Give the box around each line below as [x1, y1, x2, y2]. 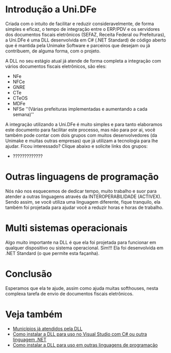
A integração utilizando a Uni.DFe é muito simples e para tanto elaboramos [5, 121, 162, 127]
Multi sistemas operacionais [5, 222, 128, 234]
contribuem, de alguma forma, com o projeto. [5, 48, 101, 54]
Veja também [5, 308, 63, 320]
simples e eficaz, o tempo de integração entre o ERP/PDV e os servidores [5, 26, 160, 32]
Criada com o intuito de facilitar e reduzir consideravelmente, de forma [5, 21, 154, 27]
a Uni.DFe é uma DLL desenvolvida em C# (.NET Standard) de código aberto [5, 37, 166, 43]
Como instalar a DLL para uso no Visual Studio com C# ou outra [12, 331, 147, 337]
